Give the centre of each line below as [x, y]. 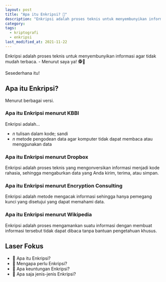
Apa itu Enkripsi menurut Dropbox [47, 157]
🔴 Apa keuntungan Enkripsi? [41, 269]
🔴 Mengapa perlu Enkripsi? [40, 263]
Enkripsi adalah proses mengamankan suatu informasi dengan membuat [79, 225]
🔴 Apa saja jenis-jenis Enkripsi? [44, 274]
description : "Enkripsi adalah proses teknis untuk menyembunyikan [76, 19]
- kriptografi [24, 33]
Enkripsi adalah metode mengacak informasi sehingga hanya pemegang [79, 196]
